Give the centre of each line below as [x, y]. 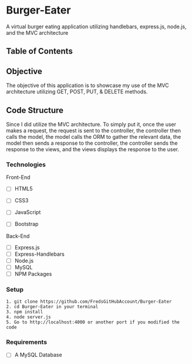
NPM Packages [33, 273]
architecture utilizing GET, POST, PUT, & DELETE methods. [77, 92]
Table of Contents [40, 51]
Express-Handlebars [39, 254]
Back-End [18, 236]
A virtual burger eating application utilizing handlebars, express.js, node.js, [96, 26]
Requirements [27, 342]
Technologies [26, 164]
